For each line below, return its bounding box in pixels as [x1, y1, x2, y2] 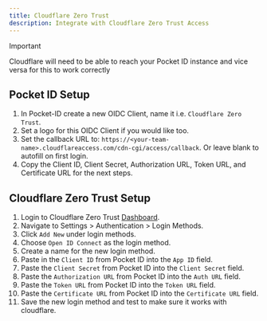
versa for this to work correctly [9, 65, 111, 74]
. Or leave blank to [198, 143, 260, 152]
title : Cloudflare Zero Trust [9, 11, 110, 20]
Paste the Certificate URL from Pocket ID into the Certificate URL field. [20, 288, 259, 299]
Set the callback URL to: [20, 135, 100, 144]
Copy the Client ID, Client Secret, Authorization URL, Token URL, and [20, 160, 246, 170]
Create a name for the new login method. [20, 246, 156, 256]
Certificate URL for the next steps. [20, 168, 133, 178]
